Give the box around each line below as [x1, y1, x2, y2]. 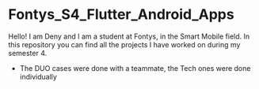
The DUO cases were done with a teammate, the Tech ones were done [19, 63, 251, 72]
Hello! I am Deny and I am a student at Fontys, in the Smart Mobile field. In [8, 32, 250, 41]
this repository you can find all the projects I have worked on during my [8, 39, 241, 49]
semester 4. [8, 48, 48, 57]
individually [19, 72, 58, 81]
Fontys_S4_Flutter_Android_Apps [8, 6, 235, 24]
